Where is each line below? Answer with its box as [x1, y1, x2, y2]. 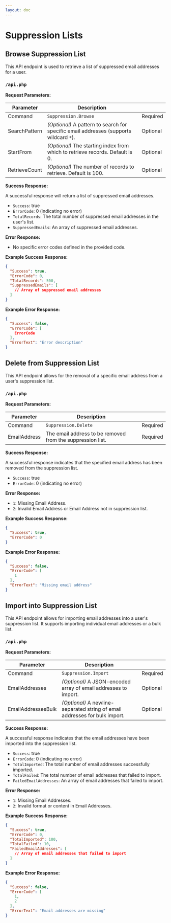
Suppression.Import [62, 670, 109, 676]
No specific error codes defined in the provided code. [12, 244, 126, 250]
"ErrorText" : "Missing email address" [10, 582, 93, 588]
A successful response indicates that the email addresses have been [5, 735, 150, 741]
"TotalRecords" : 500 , [10, 278, 56, 283]
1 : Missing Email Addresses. [12, 797, 72, 803]
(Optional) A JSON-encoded [62, 678, 131, 685]
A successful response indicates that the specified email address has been [5, 460, 163, 466]
